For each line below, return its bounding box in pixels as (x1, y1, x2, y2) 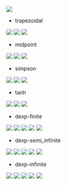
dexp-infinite (14, 161, 47, 168)
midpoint (14, 41, 37, 48)
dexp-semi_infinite (14, 137, 61, 144)
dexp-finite (14, 113, 42, 120)
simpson (14, 65, 36, 72)
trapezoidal (14, 17, 43, 24)
